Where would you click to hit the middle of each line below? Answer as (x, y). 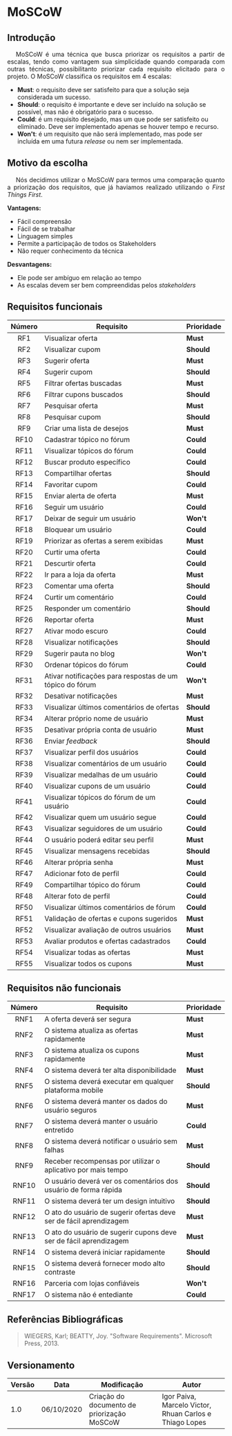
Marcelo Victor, (187, 1406)
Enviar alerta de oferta (80, 496)
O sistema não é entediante (89, 1295)
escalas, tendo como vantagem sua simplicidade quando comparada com (116, 62)
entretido (59, 1130)
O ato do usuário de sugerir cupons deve (111, 1232)
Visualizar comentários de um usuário (106, 763)
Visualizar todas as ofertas (88, 952)
